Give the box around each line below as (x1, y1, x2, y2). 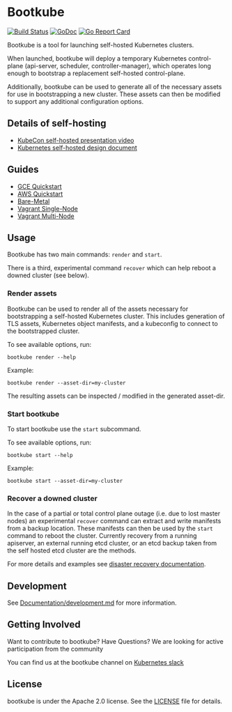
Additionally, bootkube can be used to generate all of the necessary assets (7, 82, 222, 91)
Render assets (7, 288, 57, 298)
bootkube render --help (7, 353, 77, 361)
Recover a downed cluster (7, 493, 98, 503)
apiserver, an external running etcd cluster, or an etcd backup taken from (7, 539, 217, 548)
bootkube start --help (7, 451, 73, 458)
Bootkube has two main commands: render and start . (7, 250, 162, 258)
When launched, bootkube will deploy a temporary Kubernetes (7, 54, 187, 63)
